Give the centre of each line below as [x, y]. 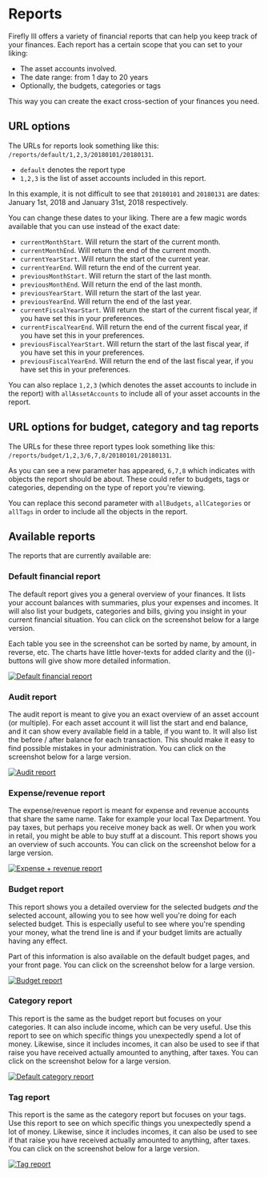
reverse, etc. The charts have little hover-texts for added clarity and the [126, 652]
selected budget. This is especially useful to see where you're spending [127, 924]
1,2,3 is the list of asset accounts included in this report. [113, 178]
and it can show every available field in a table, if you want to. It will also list [133, 731]
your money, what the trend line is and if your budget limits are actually [125, 932]
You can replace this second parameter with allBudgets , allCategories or [130, 503]
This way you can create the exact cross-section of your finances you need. [134, 101]
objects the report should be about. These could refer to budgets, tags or [129, 479]
